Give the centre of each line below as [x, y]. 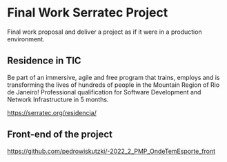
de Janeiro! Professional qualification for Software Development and [104, 92]
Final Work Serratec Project [88, 13]
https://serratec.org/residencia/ [52, 112]
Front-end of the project [60, 135]
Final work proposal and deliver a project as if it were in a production [105, 32]
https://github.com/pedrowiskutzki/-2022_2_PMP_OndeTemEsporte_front [111, 151]
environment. [26, 39]
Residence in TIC [44, 61]
